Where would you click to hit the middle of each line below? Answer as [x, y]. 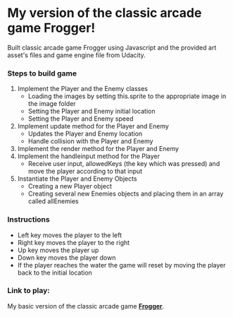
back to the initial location [55, 273]
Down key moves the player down [67, 257]
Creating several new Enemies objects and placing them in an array [126, 194]
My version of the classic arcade [105, 13]
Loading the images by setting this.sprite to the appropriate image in [127, 96]
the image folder [52, 104]
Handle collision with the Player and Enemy [90, 141]
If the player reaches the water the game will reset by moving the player [122, 265]
